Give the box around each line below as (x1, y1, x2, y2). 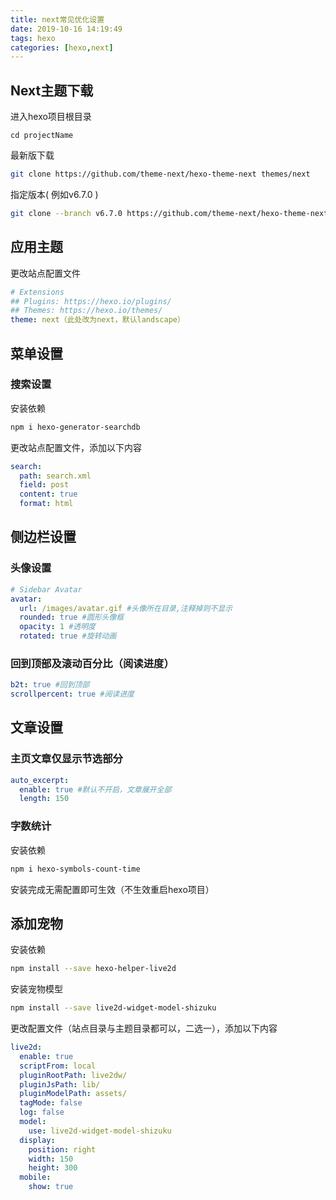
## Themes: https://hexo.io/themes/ (10, 306, 163, 316)
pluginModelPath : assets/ (19, 1089, 128, 1099)
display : (19, 1135, 56, 1145)
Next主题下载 (10, 82, 94, 99)
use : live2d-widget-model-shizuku (28, 1126, 172, 1136)
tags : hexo (10, 33, 56, 43)
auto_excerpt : (10, 775, 70, 785)
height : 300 (28, 1163, 78, 1173)
